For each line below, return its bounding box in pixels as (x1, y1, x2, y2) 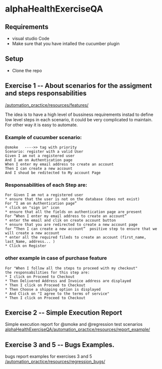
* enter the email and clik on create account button (5, 218, 116, 223)
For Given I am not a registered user (5, 193, 83, 197)
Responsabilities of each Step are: (5, 181, 87, 188)
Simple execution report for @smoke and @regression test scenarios (5, 321, 143, 327)
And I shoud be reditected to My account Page (5, 170, 101, 175)
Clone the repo (12, 67, 42, 73)
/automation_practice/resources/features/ (5, 102, 89, 108)
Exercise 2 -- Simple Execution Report (5, 308, 122, 317)
